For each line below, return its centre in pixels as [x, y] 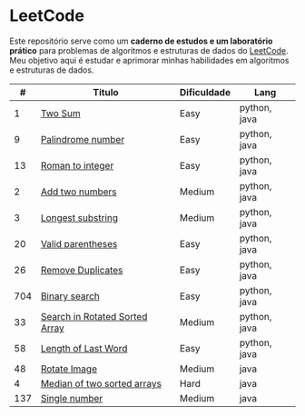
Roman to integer [77, 165]
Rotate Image [69, 369]
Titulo [106, 92]
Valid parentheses [79, 243]
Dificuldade [206, 92]
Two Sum [60, 113]
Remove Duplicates [82, 270]
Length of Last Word [84, 348]
